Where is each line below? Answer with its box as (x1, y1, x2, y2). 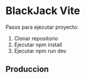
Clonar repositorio (14, 35, 58, 42)
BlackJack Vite (5, 4, 81, 18)
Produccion (5, 65, 49, 74)
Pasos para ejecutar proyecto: (5, 23, 79, 30)
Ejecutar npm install (14, 41, 62, 48)
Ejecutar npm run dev (14, 47, 67, 54)
